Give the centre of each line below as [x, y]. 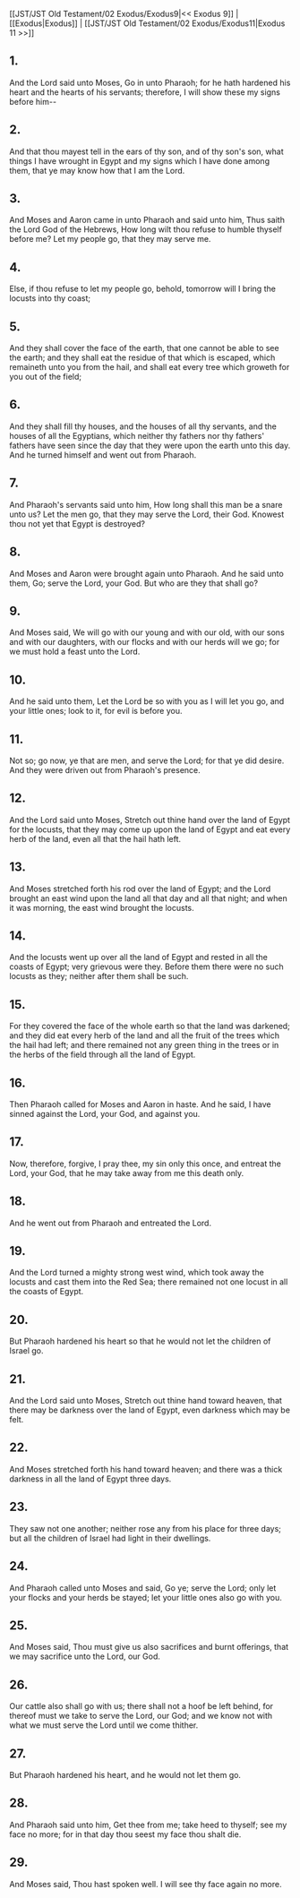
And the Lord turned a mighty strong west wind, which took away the [137, 1273]
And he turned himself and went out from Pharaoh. [103, 455]
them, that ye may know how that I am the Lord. [97, 170]
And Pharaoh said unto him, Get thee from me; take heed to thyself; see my [148, 1825]
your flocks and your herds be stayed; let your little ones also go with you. [146, 1597]
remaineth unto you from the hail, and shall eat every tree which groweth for [150, 367]
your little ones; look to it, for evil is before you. [96, 711]
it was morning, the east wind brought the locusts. [102, 907]
